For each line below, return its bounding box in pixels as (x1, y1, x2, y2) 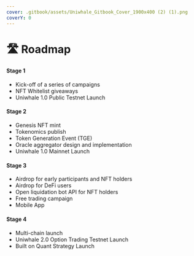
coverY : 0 (6, 15, 32, 21)
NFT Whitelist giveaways (15, 87, 79, 95)
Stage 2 (6, 108, 26, 115)
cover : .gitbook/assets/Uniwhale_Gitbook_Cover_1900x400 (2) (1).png (6, 9, 188, 15)
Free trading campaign (15, 195, 73, 203)
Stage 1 (6, 67, 26, 74)
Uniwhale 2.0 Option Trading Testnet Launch (15, 236, 129, 243)
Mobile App (15, 201, 45, 209)
